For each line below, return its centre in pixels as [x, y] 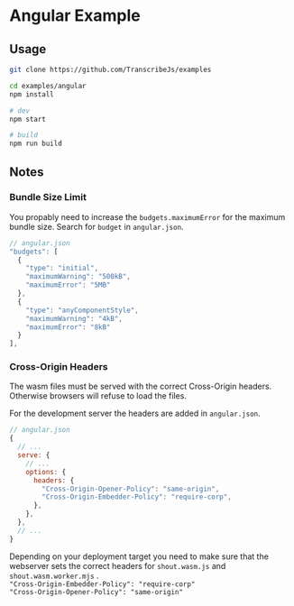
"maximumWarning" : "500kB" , [78, 277]
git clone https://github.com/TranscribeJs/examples [110, 69]
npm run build [36, 144]
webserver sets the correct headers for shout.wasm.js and [118, 565]
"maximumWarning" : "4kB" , [74, 318]
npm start [28, 119]
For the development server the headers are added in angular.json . [135, 413]
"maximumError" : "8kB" [68, 327]
